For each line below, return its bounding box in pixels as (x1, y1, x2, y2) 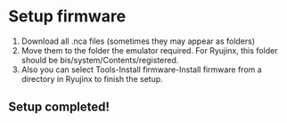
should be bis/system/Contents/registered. (20, 54, 179, 65)
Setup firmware (8, 6, 127, 27)
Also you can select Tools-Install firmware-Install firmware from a (20, 64, 262, 75)
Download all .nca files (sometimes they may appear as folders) (20, 36, 256, 46)
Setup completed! (8, 100, 111, 115)
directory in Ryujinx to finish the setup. (20, 73, 164, 84)
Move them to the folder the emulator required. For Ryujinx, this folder (20, 45, 278, 55)
